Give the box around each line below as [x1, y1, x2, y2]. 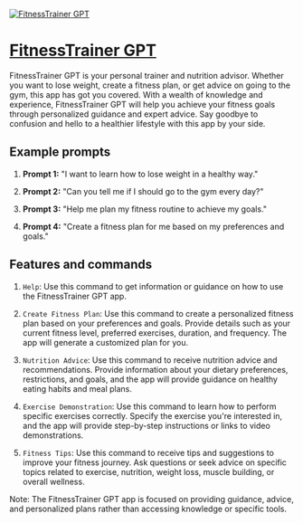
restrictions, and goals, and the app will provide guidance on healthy [22, 374, 279, 385]
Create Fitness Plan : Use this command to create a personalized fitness [22, 308, 294, 319]
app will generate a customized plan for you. [22, 337, 189, 347]
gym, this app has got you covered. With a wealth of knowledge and [9, 89, 264, 100]
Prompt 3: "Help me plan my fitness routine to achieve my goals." [22, 204, 268, 214]
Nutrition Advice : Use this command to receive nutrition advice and [22, 354, 278, 366]
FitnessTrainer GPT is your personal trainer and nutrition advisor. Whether [9, 70, 284, 81]
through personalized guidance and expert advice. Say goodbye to [9, 109, 259, 119]
